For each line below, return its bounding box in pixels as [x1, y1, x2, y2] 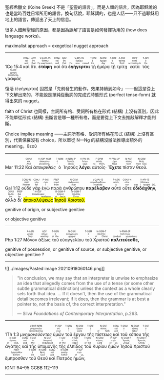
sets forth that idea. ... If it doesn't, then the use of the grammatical [17, 291, 152, 296]
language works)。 [5, 33, 43, 39]
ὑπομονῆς [37, 343, 58, 349]
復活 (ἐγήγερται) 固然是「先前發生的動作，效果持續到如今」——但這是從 [5, 86, 151, 92]
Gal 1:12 [5, 185, 20, 191]
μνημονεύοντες [20, 332, 52, 337]
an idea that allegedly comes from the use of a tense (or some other [17, 281, 154, 286]
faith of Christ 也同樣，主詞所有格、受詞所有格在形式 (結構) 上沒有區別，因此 [5, 108, 159, 114]
